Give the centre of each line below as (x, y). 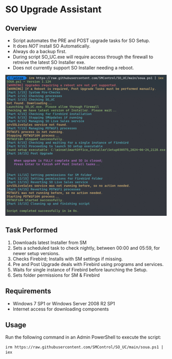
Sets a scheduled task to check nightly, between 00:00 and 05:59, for (86, 248)
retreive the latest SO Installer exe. (49, 62)
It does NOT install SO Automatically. (51, 46)
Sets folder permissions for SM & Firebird (56, 275)
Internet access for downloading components (61, 309)
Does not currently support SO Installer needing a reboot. (73, 68)
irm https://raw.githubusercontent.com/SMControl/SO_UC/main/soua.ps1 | (84, 347)
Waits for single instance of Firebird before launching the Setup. (80, 270)
